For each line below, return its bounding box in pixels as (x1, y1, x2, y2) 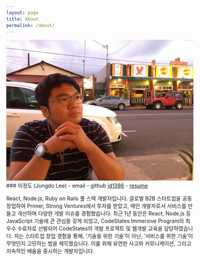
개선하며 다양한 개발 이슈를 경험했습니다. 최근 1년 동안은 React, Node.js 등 (17, 210, 191, 217)
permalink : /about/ (6, 22, 55, 28)
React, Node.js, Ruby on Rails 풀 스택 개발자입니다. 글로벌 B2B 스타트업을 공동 (6, 195, 193, 202)
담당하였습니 (163, 225, 193, 232)
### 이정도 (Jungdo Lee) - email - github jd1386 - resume (6, 182, 149, 189)
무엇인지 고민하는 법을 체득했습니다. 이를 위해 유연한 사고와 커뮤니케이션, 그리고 (6, 240, 192, 247)
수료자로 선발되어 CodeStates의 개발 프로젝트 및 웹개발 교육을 (17, 225, 163, 232)
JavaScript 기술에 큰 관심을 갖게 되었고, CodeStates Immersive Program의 (6, 217, 184, 225)
